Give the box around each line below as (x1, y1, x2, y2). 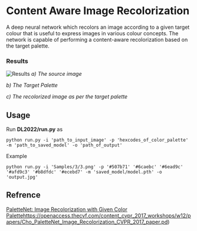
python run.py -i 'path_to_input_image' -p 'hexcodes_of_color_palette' (6, 137, 189, 143)
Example (6, 153, 28, 160)
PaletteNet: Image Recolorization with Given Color (6, 206, 128, 213)
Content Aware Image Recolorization (6, 4, 190, 18)
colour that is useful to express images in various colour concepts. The (6, 29, 179, 36)
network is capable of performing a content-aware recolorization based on (6, 36, 188, 43)
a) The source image (31, 71, 82, 78)
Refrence (6, 190, 41, 200)
